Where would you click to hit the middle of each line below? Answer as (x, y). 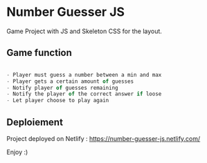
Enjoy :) (17, 152)
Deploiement (35, 122)
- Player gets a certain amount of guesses (70, 81)
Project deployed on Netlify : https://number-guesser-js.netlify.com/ (103, 138)
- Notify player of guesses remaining (62, 88)
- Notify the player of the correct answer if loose (84, 94)
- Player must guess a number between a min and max (84, 75)
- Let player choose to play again (58, 101)
